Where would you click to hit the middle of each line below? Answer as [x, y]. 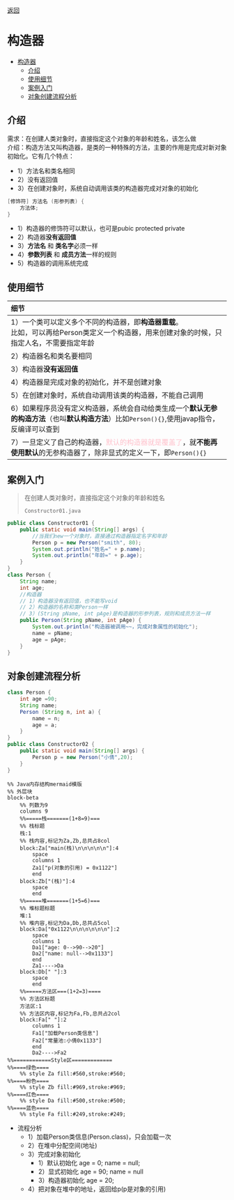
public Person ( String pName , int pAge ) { [80, 621]
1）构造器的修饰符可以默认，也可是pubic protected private [101, 228]
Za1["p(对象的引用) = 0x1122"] [75, 868]
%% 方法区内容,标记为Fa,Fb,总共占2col [70, 1013]
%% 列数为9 [34, 805]
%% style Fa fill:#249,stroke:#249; [73, 1114]
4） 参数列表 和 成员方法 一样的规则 [67, 255]
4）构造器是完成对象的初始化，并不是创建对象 [86, 382]
